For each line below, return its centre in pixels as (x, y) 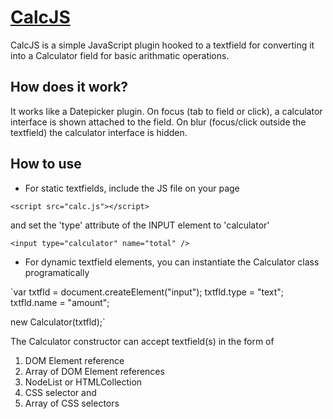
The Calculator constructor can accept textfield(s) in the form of (142, 341)
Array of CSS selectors (72, 403)
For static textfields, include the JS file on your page (132, 188)
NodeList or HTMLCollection (83, 382)
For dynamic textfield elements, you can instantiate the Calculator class (172, 262)
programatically (57, 272)
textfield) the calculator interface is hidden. (99, 132)
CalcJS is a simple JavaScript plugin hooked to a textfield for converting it (162, 45)
